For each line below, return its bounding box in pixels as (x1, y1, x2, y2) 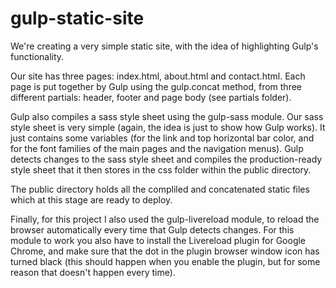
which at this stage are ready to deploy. (10, 193, 173, 206)
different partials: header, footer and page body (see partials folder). (10, 91, 292, 103)
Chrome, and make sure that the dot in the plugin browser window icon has (10, 245, 320, 257)
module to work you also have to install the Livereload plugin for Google (10, 234, 307, 246)
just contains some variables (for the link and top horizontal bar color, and (10, 132, 315, 144)
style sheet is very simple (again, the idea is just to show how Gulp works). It (10, 121, 326, 133)
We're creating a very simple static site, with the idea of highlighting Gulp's (10, 40, 319, 52)
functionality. (10, 50, 65, 62)
